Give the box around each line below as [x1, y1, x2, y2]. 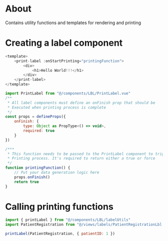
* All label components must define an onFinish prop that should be [7, 100, 155, 105]
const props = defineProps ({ [5, 114, 66, 119]
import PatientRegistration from [5, 222, 75, 227]
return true [14, 179, 39, 184]
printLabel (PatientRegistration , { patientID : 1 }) [5, 231, 115, 236]
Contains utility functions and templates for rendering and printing [5, 20, 141, 26]
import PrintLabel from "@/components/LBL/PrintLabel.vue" [5, 91, 131, 96]
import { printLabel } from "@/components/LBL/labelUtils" [5, 217, 131, 222]
